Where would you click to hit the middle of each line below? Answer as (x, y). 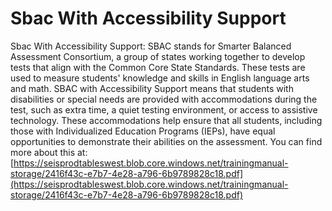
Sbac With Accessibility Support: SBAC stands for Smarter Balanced (151, 46)
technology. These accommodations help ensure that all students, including (166, 120)
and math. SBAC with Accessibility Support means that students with (152, 88)
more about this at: (49, 152)
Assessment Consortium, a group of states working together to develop (158, 56)
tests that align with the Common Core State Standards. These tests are (158, 67)
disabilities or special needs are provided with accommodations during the (164, 99)
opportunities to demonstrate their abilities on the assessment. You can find (166, 141)
